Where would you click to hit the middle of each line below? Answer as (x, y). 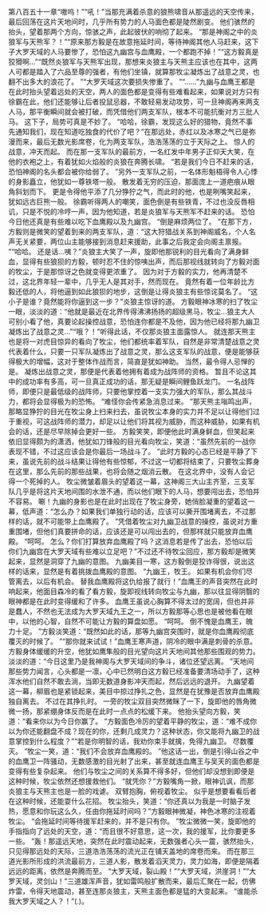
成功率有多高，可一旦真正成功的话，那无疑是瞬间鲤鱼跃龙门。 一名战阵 (138, 381)
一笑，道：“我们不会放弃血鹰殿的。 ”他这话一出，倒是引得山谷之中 (150, 751)
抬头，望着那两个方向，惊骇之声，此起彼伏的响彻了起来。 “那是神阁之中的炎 (133, 32)
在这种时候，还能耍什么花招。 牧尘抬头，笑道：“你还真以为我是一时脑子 (126, 801)
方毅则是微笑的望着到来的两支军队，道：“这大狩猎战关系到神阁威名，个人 (129, 231)
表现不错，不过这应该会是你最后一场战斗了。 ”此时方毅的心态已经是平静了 (130, 451)
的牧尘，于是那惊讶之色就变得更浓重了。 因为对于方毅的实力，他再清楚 (124, 271)
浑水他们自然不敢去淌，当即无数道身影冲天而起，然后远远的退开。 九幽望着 (132, 681)
